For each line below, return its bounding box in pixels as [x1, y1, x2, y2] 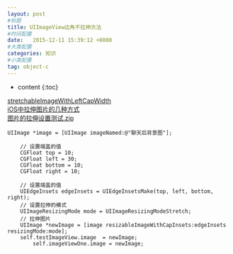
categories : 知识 [7, 50, 57, 57]
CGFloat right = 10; [20, 167, 81, 175]
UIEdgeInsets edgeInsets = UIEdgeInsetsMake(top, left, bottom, [20, 187, 214, 195]
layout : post [7, 10, 46, 18]
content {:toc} [17, 82, 59, 91]
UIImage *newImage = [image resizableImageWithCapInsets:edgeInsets [20, 221, 227, 228]
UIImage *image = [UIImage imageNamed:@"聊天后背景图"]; [7, 129, 173, 136]
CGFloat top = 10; [20, 149, 74, 156]
